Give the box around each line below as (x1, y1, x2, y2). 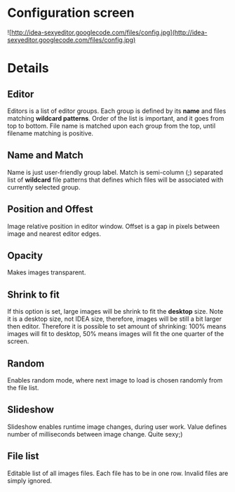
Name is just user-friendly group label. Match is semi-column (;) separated (7, 168, 223, 176)
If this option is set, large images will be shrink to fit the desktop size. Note (7, 307, 224, 316)
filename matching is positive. (7, 128, 93, 138)
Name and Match (7, 149, 83, 161)
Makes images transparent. (7, 268, 86, 277)
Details (7, 60, 49, 77)
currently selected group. (7, 182, 81, 191)
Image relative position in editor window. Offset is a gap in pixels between (7, 222, 220, 230)
